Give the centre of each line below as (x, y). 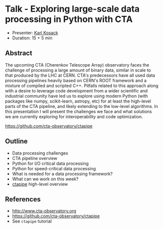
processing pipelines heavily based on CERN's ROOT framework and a (76, 80)
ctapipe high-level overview (40, 184)
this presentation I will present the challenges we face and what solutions (79, 111)
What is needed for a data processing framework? (62, 174)
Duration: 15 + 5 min (32, 38)
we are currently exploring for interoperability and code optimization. (74, 116)
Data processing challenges (40, 153)
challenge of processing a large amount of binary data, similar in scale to (78, 70)
